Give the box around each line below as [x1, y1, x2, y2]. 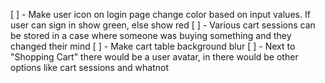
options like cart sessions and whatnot [10, 62, 169, 73]
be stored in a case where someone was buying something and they [10, 30, 292, 41]
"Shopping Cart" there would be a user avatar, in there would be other [10, 51, 299, 63]
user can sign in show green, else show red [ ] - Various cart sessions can [10, 19, 316, 31]
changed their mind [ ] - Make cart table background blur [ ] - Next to [10, 40, 296, 52]
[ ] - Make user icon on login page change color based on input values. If [10, 9, 311, 20]
